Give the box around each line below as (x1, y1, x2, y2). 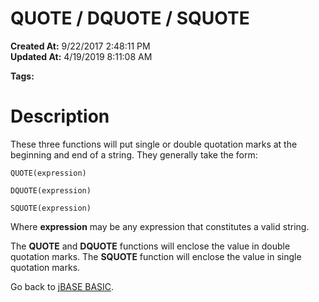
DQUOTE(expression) (10, 185, 92, 196)
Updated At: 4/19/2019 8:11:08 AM (10, 50, 153, 62)
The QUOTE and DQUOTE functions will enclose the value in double (10, 240, 291, 252)
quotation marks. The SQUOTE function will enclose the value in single (10, 250, 302, 262)
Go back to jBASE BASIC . (10, 280, 115, 292)
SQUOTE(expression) (10, 203, 92, 213)
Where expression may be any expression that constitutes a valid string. (10, 220, 310, 232)
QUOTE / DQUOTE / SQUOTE (10, 7, 250, 30)
